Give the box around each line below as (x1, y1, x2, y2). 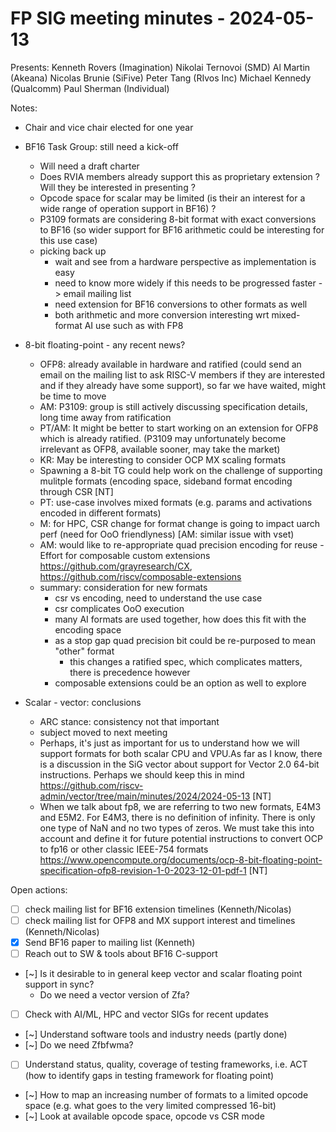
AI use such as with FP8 (84, 319, 184, 331)
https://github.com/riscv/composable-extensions (39, 570, 242, 582)
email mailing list (63, 287, 132, 299)
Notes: (10, 102, 38, 114)
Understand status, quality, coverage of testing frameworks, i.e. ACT (24, 1058, 308, 1071)
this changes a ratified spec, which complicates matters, (69, 655, 303, 667)
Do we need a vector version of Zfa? (39, 989, 190, 1001)
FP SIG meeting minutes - (10, 7, 226, 30)
